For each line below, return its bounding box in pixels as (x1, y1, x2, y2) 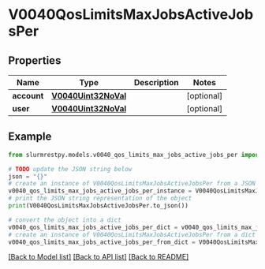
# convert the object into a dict (8, 215, 122, 224)
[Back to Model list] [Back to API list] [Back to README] (8, 252, 189, 262)
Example (8, 130, 52, 144)
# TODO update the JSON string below (8, 165, 132, 173)
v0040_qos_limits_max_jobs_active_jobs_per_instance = (8, 187, 192, 195)
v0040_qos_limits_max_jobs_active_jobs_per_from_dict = (8, 238, 196, 246)
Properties (8, 54, 62, 67)
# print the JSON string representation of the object (8, 195, 192, 203)
